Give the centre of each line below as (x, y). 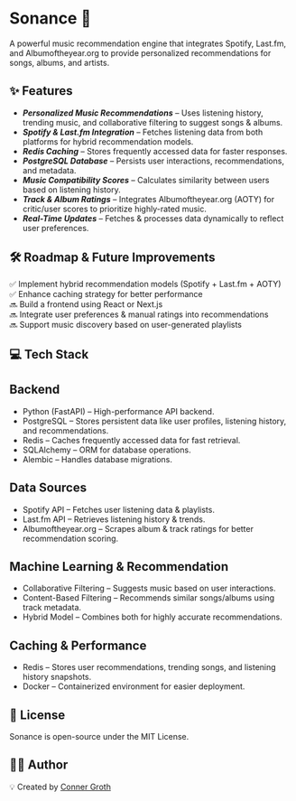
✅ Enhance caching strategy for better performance (106, 293)
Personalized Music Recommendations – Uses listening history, (143, 113)
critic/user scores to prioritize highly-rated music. (115, 209)
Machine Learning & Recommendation (119, 567)
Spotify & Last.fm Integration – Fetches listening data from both (143, 132)
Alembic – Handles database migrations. (97, 459)
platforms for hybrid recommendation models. (108, 141)
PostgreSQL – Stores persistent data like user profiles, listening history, (154, 421)
